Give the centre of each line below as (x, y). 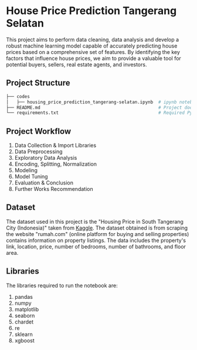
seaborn (25, 315)
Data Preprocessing (38, 152)
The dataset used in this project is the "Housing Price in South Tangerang (95, 221)
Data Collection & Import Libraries (55, 146)
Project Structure (38, 83)
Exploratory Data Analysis (46, 158)
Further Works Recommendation (54, 189)
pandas (24, 297)
